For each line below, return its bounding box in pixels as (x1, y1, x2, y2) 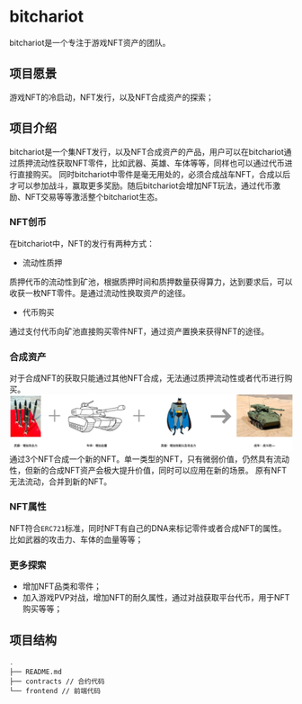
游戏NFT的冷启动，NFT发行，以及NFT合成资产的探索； (9, 92, 214, 103)
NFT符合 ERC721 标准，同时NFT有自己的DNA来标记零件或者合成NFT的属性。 (9, 522, 287, 533)
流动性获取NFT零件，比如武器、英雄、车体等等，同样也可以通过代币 (32, 158, 285, 168)
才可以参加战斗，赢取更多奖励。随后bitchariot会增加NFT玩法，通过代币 (9, 180, 273, 191)
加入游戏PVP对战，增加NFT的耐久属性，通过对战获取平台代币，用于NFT (22, 592, 290, 603)
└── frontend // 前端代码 (9, 686, 102, 695)
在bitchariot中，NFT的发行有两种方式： (9, 238, 155, 248)
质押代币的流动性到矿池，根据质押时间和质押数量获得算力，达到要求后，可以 (9, 276, 293, 287)
